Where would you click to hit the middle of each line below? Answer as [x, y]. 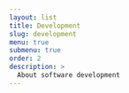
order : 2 [25, 58]
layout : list [33, 17]
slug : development [43, 34]
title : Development [45, 26]
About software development [69, 75]
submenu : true [35, 50]
